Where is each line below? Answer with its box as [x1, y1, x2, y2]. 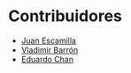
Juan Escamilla [20, 35, 77, 46]
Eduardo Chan [20, 54, 74, 64]
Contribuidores [8, 6, 123, 26]
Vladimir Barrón [20, 44, 79, 55]
